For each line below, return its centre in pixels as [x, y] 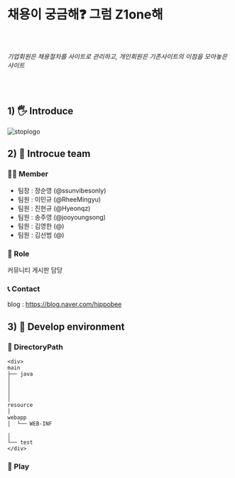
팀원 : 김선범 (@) [41, 234]
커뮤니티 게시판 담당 [35, 270]
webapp [17, 417]
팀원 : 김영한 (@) [41, 226]
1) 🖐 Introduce [40, 111]
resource [20, 405]
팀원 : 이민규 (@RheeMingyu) [59, 199]
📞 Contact [24, 288]
